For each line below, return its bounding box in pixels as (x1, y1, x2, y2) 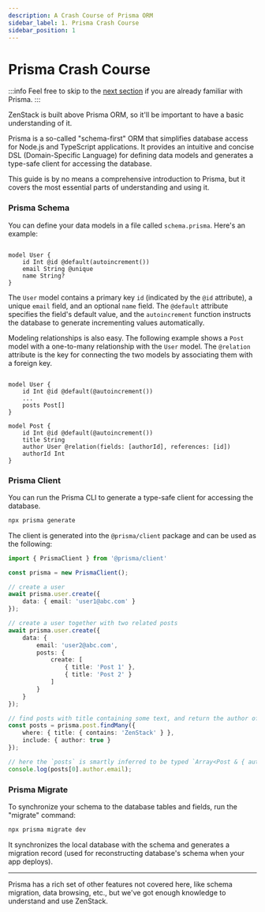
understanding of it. (8, 119, 73, 128)
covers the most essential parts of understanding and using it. (8, 183, 210, 192)
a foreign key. (8, 358, 53, 367)
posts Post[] (22, 401, 65, 409)
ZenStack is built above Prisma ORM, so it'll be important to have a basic (8, 110, 244, 119)
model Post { (8, 422, 51, 430)
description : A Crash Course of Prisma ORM (8, 11, 154, 20)
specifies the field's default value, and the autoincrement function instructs (8, 309, 252, 318)
